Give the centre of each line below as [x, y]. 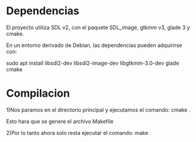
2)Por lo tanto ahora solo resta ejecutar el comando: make [77, 132]
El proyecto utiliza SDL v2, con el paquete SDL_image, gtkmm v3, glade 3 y [98, 27]
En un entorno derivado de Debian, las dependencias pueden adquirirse [94, 45]
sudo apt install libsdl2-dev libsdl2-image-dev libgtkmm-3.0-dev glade [93, 63]
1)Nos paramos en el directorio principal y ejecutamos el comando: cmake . [98, 110]
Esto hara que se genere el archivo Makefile [60, 121]
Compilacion [38, 94]
